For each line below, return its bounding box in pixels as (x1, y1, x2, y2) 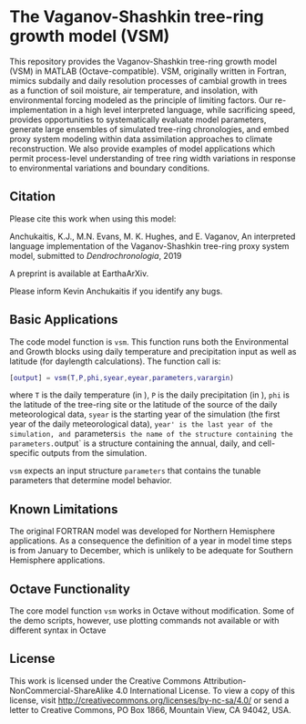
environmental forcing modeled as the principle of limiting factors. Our (9, 94, 273, 106)
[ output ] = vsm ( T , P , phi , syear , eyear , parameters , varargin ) (9, 373, 234, 382)
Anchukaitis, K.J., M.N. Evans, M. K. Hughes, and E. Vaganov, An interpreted (9, 231, 296, 242)
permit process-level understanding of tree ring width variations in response (9, 152, 296, 163)
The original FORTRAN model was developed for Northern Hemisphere (9, 526, 276, 537)
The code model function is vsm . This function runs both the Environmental (9, 336, 289, 347)
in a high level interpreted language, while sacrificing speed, (69, 104, 296, 115)
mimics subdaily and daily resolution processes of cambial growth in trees (9, 75, 288, 86)
